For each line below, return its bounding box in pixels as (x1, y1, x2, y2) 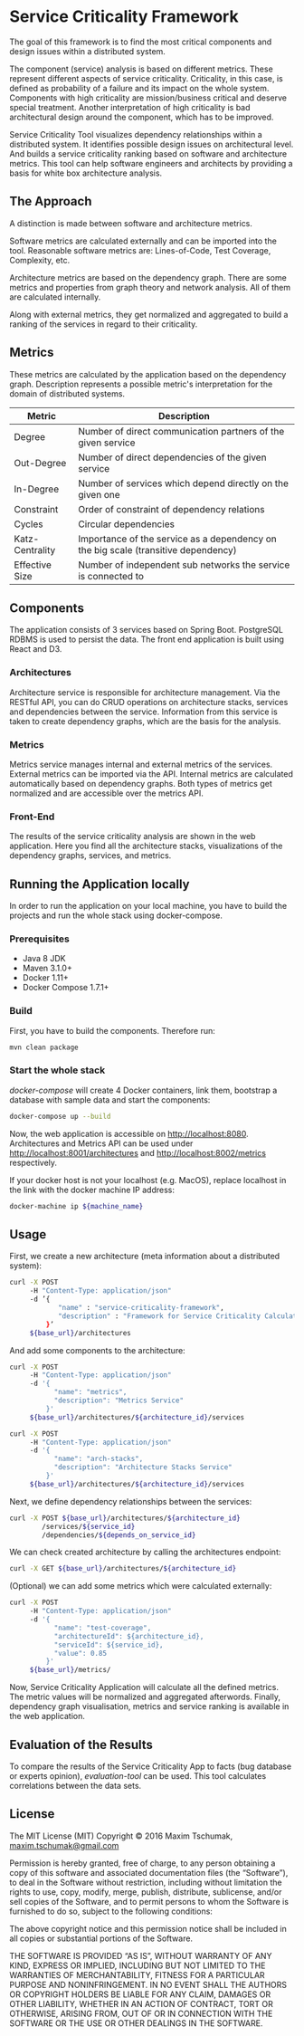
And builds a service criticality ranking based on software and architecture (9, 148, 288, 159)
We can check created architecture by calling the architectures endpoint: (9, 1546, 281, 1558)
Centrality (14, 543, 56, 556)
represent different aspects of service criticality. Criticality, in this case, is (9, 72, 283, 83)
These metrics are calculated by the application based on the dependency (9, 368, 287, 379)
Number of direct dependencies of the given (78, 451, 267, 464)
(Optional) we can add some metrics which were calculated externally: (9, 1581, 272, 1592)
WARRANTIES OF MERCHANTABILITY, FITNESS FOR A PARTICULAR (9, 1969, 265, 1980)
